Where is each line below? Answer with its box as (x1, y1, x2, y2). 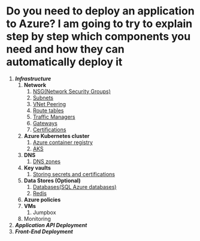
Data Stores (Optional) (23, 177, 81, 184)
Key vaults (23, 164, 51, 171)
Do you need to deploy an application (6, 4, 195, 18)
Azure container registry (32, 138, 93, 146)
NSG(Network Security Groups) (32, 88, 111, 95)
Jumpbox (32, 209, 56, 216)
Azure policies (23, 196, 61, 203)
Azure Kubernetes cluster (23, 132, 90, 139)
